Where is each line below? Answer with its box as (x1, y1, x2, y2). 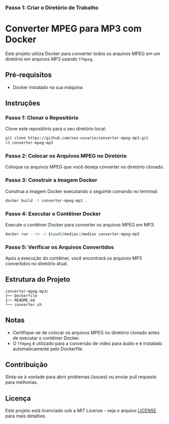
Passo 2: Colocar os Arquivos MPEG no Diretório (5, 152, 127, 159)
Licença (5, 394, 31, 403)
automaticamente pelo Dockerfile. (12, 346, 84, 352)
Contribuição (5, 360, 48, 369)
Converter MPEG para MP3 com (5, 23, 142, 35)
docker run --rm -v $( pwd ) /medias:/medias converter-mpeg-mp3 (5, 231, 140, 237)
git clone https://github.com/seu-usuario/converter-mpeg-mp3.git (5, 135, 149, 141)
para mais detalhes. (5, 413, 47, 419)
